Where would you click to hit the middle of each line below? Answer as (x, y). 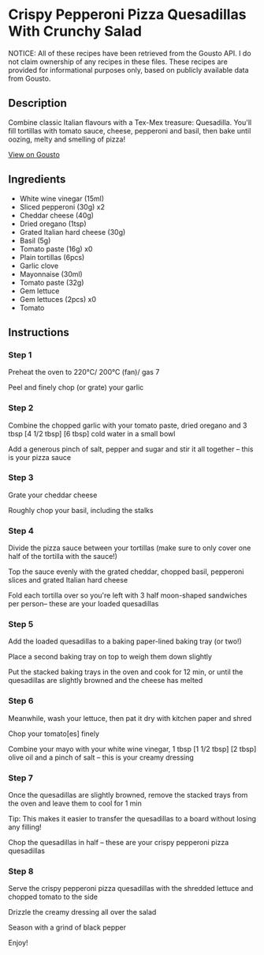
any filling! (25, 827)
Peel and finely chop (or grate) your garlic (76, 387)
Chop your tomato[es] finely (54, 734)
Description (37, 103)
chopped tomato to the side (53, 897)
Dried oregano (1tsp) (53, 224)
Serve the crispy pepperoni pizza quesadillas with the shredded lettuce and (131, 889)
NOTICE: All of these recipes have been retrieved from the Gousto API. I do (130, 53)
